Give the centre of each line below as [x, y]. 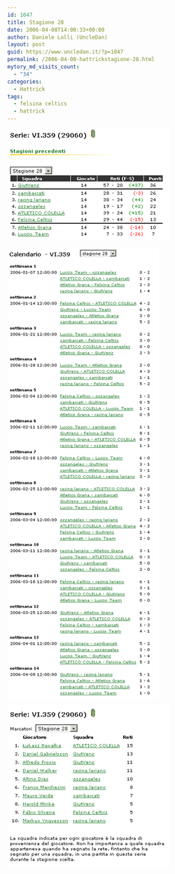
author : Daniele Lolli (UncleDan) [58, 37]
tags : [15, 96]
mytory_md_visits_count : [43, 67]
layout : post [26, 45]
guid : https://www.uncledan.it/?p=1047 [65, 52]
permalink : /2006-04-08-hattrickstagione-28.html [81, 60]
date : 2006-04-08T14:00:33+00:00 [56, 30]
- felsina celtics [41, 104]
